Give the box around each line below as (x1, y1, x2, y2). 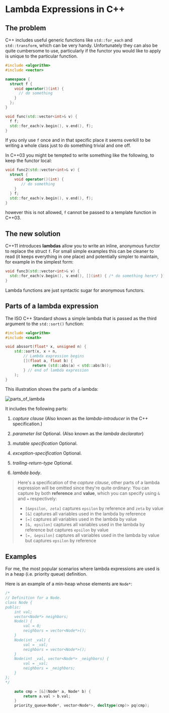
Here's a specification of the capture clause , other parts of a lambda (17, 480, 160, 486)
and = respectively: (17, 496, 57, 502)
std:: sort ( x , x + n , (14, 349, 57, 354)
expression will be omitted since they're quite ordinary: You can (17, 485, 149, 491)
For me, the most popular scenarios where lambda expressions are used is (5, 566, 160, 572)
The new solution (5, 229, 61, 238)
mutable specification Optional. (12, 440, 78, 446)
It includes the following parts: (5, 405, 68, 412)
